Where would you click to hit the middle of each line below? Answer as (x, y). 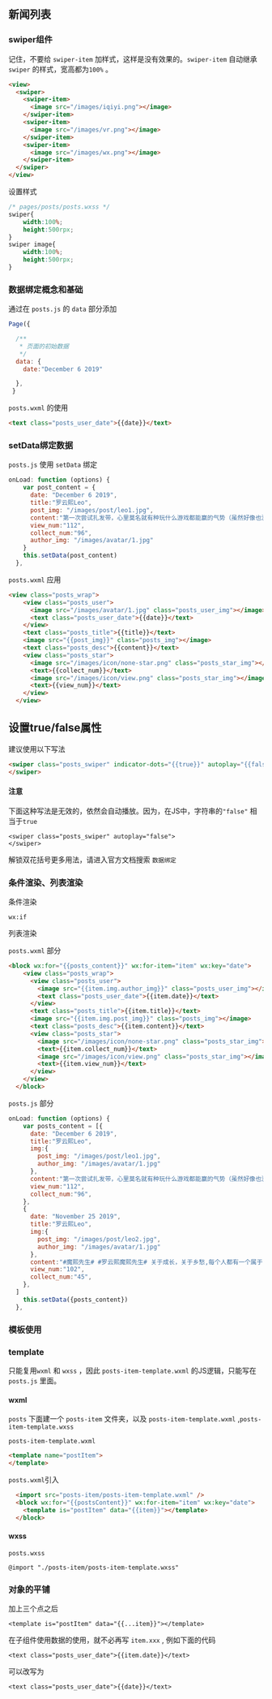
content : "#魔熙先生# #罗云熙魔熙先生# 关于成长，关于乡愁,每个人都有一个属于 (146, 1262)
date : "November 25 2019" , (75, 1217)
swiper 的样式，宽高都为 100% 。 (61, 69)
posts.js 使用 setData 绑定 (53, 464)
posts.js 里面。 (35, 1380)
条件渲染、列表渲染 (46, 882)
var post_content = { (59, 488)
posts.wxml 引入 (34, 1479)
